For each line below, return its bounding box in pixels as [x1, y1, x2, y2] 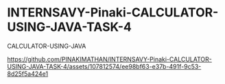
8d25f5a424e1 [7, 70, 49, 78]
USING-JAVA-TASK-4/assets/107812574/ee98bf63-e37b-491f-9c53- [7, 62, 202, 70]
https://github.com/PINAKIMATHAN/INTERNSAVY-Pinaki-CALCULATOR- [7, 55, 213, 63]
